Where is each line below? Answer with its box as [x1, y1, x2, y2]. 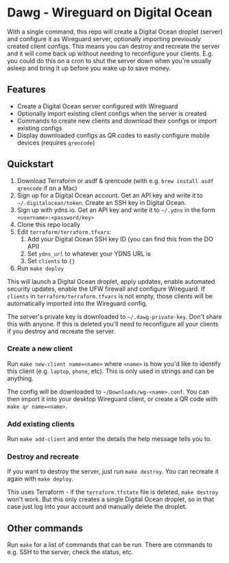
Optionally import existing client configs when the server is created [16, 109, 207, 117]
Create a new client [7, 344, 73, 354]
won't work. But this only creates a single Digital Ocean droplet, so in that [7, 495, 215, 503]
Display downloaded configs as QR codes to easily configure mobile [16, 131, 210, 139]
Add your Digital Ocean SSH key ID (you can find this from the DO [27, 235, 214, 243]
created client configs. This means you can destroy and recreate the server [7, 42, 220, 50]
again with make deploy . [7, 475, 74, 483]
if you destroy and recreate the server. [7, 327, 116, 335]
